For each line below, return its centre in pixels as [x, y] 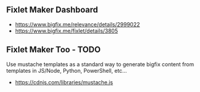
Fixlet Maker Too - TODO [53, 50]
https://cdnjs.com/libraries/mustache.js [64, 82]
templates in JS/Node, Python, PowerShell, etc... [66, 70]
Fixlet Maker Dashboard [52, 10]
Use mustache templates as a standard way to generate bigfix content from [100, 64]
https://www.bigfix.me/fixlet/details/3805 [66, 31]
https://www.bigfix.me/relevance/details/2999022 [77, 24]
